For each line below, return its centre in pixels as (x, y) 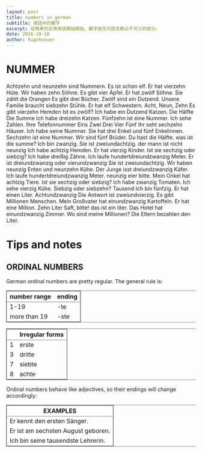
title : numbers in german (38, 17)
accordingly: (22, 395)
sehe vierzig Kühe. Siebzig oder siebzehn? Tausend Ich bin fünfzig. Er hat (97, 188)
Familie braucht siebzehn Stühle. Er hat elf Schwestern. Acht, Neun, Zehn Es (101, 105)
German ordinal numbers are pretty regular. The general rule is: (85, 281)
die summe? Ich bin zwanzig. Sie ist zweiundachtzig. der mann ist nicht (94, 143)
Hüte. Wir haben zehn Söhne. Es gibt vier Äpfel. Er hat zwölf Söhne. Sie (95, 92)
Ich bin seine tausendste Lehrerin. (57, 440)
